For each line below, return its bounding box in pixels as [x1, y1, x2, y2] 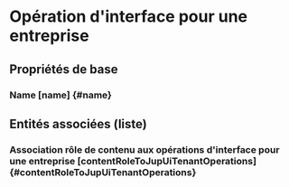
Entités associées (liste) [9, 116, 147, 132]
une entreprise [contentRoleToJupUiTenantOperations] [9, 154, 257, 167]
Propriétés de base [9, 61, 118, 77]
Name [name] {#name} [9, 89, 113, 101]
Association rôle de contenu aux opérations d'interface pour [9, 143, 280, 155]
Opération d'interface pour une [9, 6, 248, 27]
